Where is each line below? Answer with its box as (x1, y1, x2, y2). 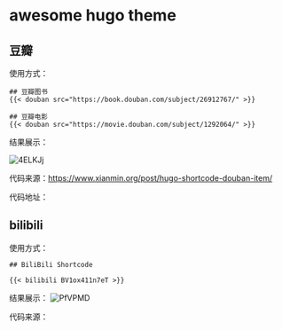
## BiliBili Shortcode (9, 260, 93, 269)
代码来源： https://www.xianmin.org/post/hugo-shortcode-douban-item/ (9, 173, 273, 183)
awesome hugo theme (9, 5, 177, 26)
